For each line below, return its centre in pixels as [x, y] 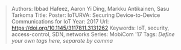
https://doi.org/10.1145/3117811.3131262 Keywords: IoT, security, [90, 28]
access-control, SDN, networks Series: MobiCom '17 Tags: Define [93, 34]
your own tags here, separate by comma [62, 41]
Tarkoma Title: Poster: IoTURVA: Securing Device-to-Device [86, 15]
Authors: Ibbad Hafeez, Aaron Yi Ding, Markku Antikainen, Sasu [90, 9]
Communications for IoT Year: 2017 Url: [60, 21]
